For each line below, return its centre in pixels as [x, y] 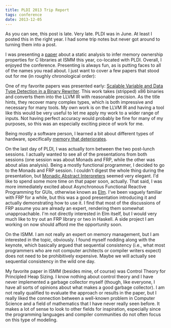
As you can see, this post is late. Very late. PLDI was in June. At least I [79, 34]
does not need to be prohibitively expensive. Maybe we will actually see [81, 256]
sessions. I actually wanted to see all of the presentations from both [76, 154]
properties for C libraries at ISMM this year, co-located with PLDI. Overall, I [83, 60]
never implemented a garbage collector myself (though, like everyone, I [80, 282]
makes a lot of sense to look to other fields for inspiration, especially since [83, 309]
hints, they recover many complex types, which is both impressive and [79, 102]
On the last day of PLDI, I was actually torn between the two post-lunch [80, 149]
